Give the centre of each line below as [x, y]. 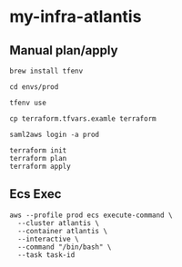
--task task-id [46, 255]
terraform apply [40, 166]
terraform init [38, 151]
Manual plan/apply [64, 50]
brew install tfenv [46, 71]
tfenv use [28, 103]
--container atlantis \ [62, 231]
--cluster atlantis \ [59, 223]
